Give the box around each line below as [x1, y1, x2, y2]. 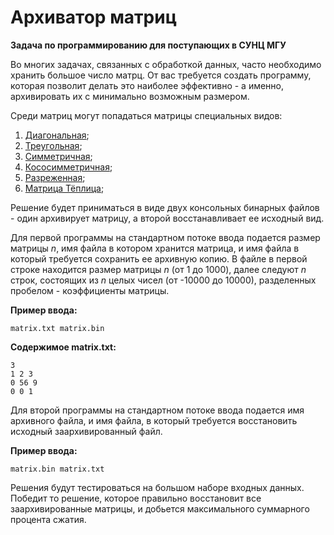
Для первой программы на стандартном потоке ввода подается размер [10, 231, 321, 243]
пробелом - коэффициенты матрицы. [10, 284, 170, 296]
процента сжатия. [10, 513, 87, 525]
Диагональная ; [24, 129, 90, 141]
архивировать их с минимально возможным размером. [10, 90, 250, 102]
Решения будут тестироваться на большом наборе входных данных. [10, 481, 305, 493]
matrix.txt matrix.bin [10, 323, 105, 333]
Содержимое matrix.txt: [10, 341, 117, 353]
